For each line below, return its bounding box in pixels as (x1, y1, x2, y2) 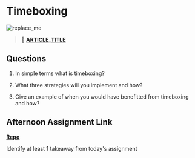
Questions (6, 53, 47, 64)
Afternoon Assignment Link (6, 117, 113, 128)
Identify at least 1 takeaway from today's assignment (6, 145, 137, 152)
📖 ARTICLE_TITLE (21, 36, 66, 43)
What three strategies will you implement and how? (15, 81, 144, 88)
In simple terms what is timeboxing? (15, 70, 105, 77)
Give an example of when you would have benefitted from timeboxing (15, 93, 189, 100)
